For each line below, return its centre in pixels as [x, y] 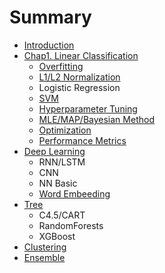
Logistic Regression [79, 87]
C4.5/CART [62, 215]
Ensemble [44, 257]
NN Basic [58, 183]
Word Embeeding [74, 193]
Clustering [45, 247]
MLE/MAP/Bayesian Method [96, 119]
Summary [50, 17]
